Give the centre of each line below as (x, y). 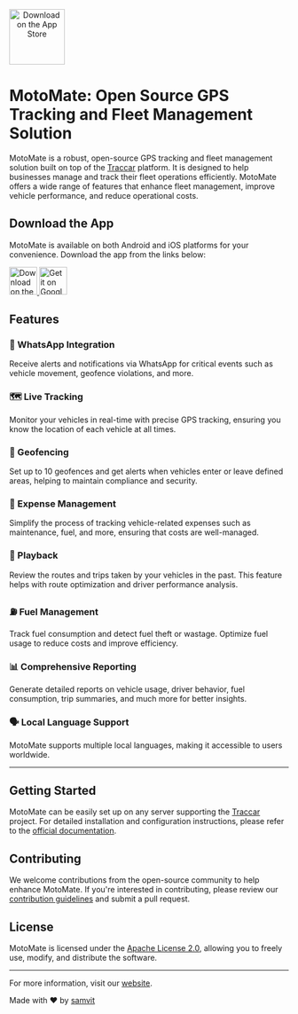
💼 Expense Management (63, 503)
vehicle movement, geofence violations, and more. (102, 373)
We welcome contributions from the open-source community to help (134, 880)
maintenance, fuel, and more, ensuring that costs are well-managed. (134, 532)
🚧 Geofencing (39, 452)
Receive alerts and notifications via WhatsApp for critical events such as (141, 364)
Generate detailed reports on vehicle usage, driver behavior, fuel (127, 689)
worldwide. (30, 754)
